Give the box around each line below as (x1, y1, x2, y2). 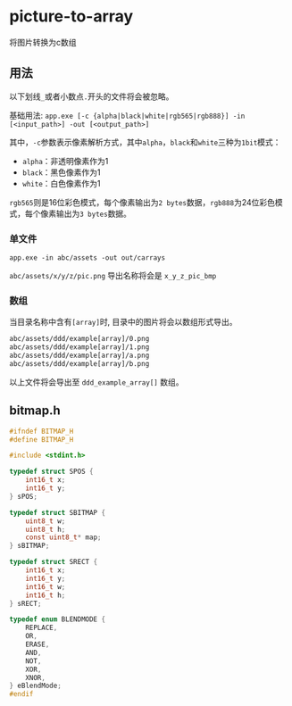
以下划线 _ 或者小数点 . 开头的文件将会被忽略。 (9, 91, 174, 102)
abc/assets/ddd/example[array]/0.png (9, 335, 150, 344)
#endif (9, 690, 34, 699)
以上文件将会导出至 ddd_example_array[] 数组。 (9, 377, 184, 387)
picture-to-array (9, 6, 134, 27)
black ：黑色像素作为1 (21, 167, 101, 178)
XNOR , (25, 673, 46, 682)
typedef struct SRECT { (9, 558, 98, 567)
